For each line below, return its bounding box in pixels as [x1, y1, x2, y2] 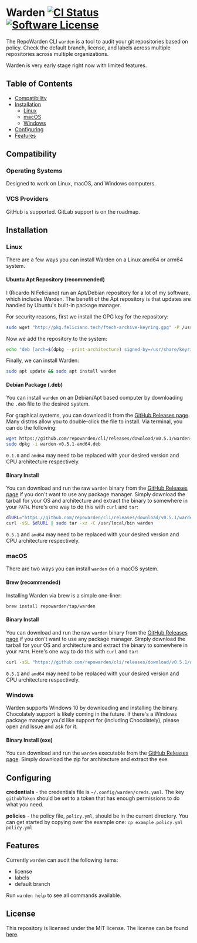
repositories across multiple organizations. [6, 50, 109, 57]
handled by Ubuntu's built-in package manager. [6, 301, 121, 308]
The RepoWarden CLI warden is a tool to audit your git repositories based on [6, 38, 189, 45]
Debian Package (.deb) [6, 381, 63, 388]
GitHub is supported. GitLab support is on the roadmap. [6, 208, 141, 215]
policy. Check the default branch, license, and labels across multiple [6, 44, 171, 51]
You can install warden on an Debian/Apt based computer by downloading [6, 394, 184, 401]
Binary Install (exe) [6, 736, 53, 743]
